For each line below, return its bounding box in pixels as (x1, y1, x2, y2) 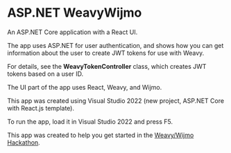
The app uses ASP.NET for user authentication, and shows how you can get (7, 41, 224, 49)
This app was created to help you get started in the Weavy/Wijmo (7, 131, 194, 139)
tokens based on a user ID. (7, 70, 84, 78)
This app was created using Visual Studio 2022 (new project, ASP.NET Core (7, 96, 224, 105)
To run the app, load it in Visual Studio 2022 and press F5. (7, 117, 173, 126)
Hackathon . (7, 138, 40, 147)
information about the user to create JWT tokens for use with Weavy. (7, 49, 205, 57)
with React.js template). (7, 104, 75, 112)
